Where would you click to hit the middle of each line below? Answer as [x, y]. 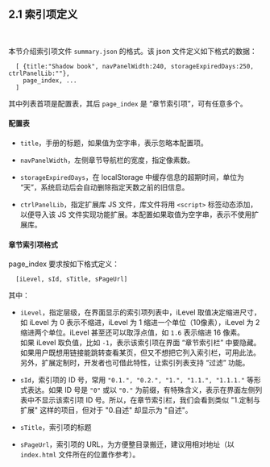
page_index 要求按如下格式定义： [64, 264]
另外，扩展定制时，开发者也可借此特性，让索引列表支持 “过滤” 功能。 [135, 363]
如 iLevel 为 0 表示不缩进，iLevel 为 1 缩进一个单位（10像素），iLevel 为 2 [140, 323]
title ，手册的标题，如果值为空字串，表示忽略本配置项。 [114, 143]
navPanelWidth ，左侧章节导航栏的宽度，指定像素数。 [107, 161]
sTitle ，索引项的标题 [56, 427]
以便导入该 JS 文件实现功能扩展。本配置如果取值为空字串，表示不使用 [136, 215]
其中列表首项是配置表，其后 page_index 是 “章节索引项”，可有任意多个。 [128, 103]
